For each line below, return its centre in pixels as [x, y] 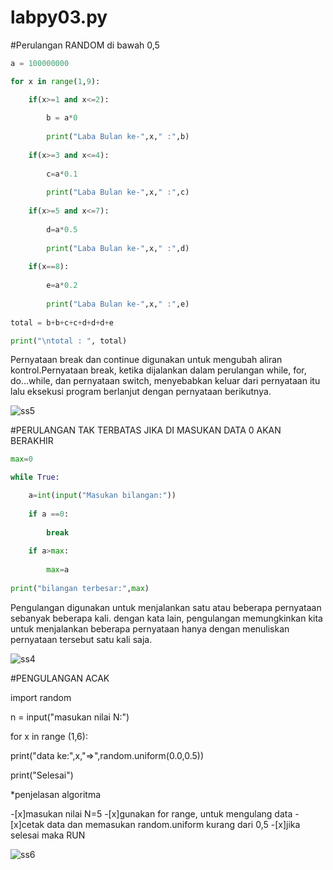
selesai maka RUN [48, 835]
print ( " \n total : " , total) [69, 341]
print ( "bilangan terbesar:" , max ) [80, 588]
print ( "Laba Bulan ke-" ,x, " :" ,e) [118, 304]
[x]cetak [27, 824]
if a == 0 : [49, 514]
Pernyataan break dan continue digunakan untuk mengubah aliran [146, 360]
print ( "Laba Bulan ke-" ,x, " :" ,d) [118, 248]
